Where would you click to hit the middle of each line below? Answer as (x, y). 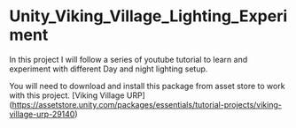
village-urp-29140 (42, 114)
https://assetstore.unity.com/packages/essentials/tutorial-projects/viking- (147, 104)
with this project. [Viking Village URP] (78, 95)
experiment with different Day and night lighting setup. (109, 69)
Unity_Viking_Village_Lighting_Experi (148, 16)
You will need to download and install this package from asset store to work (147, 86)
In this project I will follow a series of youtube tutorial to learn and (129, 59)
